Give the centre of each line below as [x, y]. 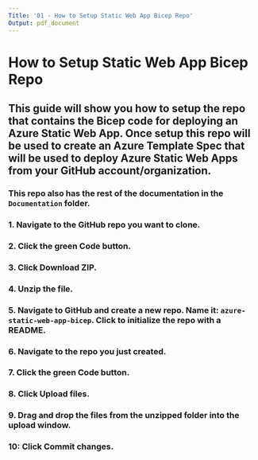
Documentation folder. [49, 203]
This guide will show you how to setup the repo [127, 109]
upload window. [40, 425]
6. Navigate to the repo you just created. [87, 351]
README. [27, 329]
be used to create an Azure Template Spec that [127, 146]
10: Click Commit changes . [61, 446]
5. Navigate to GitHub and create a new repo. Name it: [114, 310]
